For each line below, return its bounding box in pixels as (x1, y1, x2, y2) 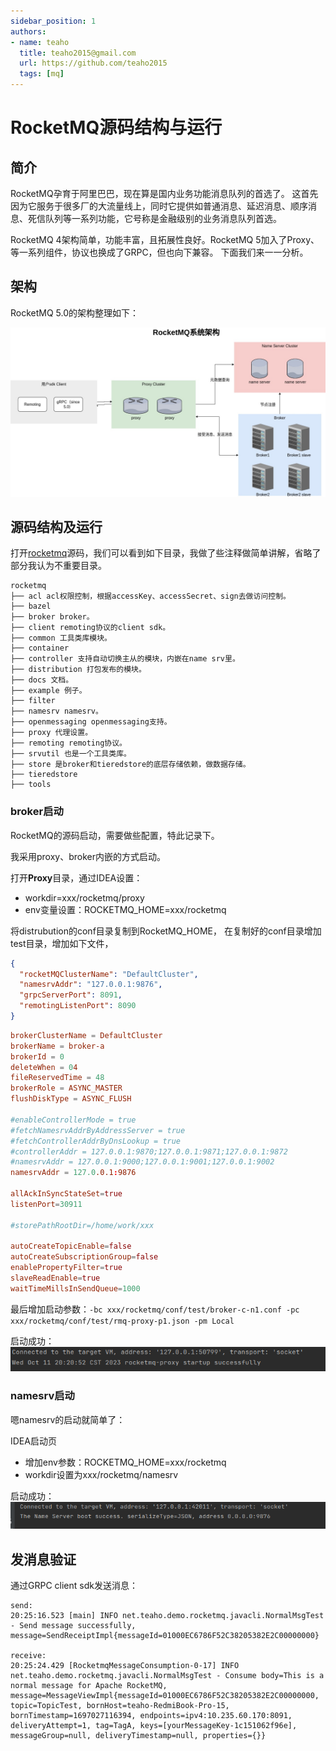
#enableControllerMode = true (10, 1115, 137, 1125)
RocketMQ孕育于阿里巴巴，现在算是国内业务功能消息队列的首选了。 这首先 (10, 188, 319, 199)
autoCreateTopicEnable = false (10, 1241, 132, 1252)
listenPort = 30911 (10, 1199, 83, 1209)
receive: (10, 1651, 47, 1661)
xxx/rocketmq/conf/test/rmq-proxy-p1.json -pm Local (10, 1316, 235, 1326)
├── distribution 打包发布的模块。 (10, 665, 147, 675)
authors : (10, 26, 47, 37)
